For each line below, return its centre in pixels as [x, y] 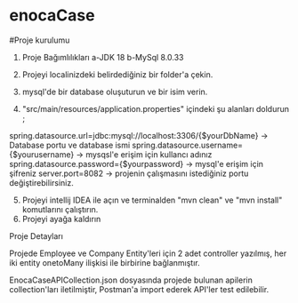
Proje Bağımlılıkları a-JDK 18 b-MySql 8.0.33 [103, 57]
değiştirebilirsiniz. [41, 182]
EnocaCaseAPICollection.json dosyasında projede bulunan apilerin [131, 280]
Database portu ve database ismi [70, 145]
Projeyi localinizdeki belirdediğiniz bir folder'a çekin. [117, 74]
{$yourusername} [42, 154]
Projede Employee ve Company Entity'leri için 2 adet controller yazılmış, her [148, 253]
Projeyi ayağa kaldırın [61, 219]
